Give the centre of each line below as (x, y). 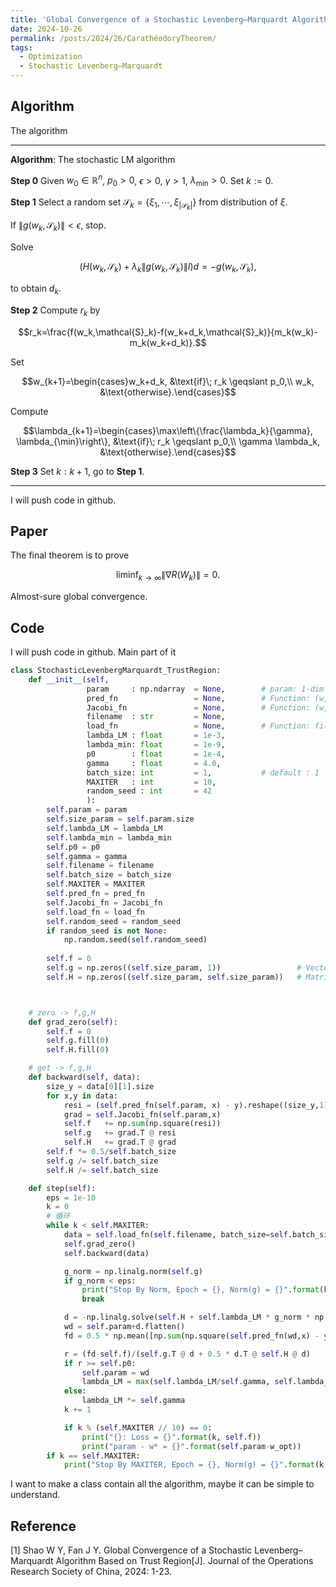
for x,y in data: (82, 1096)
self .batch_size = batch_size (109, 875)
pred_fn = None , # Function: (198, 698)
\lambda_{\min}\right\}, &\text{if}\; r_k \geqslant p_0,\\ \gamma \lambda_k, (168, 441)
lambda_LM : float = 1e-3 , (156, 736)
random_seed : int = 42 (149, 791)
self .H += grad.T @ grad (120, 1142)
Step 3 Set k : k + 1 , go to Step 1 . (77, 471)
